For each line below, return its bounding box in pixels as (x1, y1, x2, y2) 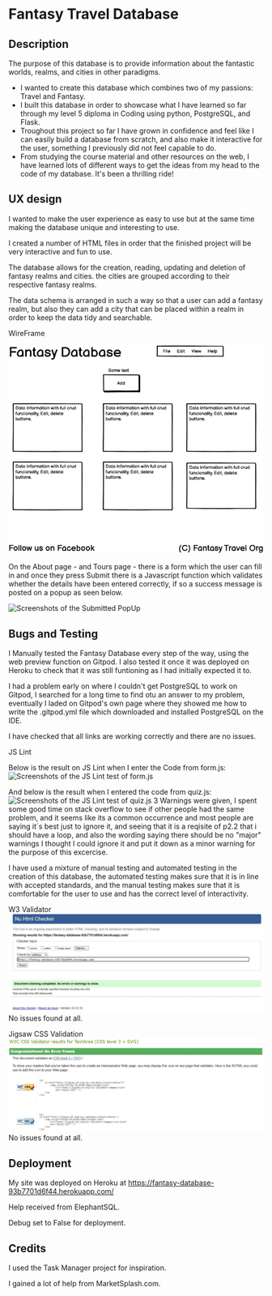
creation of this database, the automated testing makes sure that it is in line (8, 872, 259, 881)
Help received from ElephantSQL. (8, 1202, 120, 1212)
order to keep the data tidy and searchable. (8, 313, 153, 322)
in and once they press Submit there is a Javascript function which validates (8, 570, 263, 580)
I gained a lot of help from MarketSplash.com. (8, 1278, 161, 1288)
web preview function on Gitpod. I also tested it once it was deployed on (8, 657, 249, 667)
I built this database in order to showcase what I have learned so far (19, 100, 247, 109)
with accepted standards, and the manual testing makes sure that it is (8, 880, 240, 890)
